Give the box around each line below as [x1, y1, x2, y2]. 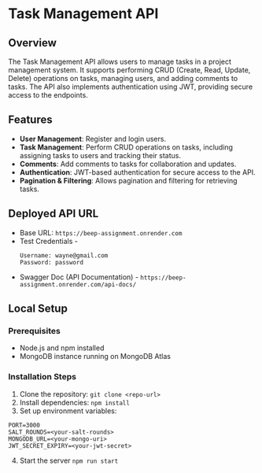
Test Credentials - [19, 236, 79, 246]
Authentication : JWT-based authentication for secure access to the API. [19, 167, 256, 177]
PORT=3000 [8, 421, 41, 429]
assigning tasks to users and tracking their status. [19, 150, 182, 160]
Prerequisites [8, 325, 61, 336]
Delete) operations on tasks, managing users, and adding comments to [8, 74, 238, 83]
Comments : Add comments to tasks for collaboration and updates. [19, 159, 237, 168]
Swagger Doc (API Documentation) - [19, 272, 139, 282]
